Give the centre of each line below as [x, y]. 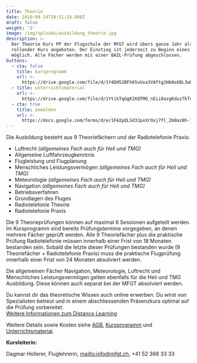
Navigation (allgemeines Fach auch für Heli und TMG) [80, 186]
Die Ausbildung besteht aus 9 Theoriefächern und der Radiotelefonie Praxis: [98, 137]
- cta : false [27, 66]
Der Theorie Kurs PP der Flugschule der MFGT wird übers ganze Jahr [97, 45]
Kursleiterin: [22, 342]
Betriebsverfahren [36, 192]
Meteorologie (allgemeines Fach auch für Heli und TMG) [83, 180]
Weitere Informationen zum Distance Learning [62, 314]
